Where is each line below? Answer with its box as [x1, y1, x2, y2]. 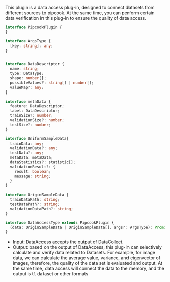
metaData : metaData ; [10, 155, 53, 160]
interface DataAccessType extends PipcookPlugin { [5, 220, 114, 225]
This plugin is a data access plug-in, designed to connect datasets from [5, 5, 155, 10]
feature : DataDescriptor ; [10, 104, 65, 109]
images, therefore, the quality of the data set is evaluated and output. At [12, 260, 163, 266]
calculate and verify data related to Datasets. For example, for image [12, 250, 156, 256]
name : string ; [10, 66, 39, 71]
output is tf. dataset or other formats [12, 271, 89, 277]
